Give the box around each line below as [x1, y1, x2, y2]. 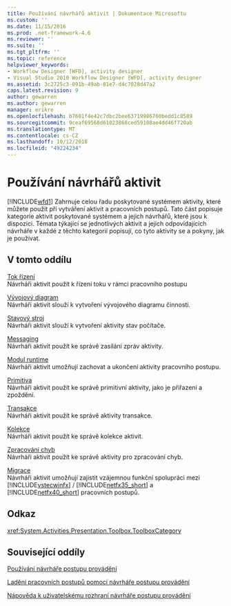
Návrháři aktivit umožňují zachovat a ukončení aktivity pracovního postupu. [7, 362, 221, 371]
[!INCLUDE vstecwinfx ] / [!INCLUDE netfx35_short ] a [7, 480, 154, 489]
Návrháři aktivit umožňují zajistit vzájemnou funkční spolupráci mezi [7, 473, 200, 482]
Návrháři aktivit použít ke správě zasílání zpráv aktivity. [7, 342, 163, 350]
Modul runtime [7, 355, 49, 363]
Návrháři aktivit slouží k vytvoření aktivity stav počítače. [7, 321, 166, 329]
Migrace [7, 466, 31, 474]
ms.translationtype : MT [7, 126, 76, 133]
